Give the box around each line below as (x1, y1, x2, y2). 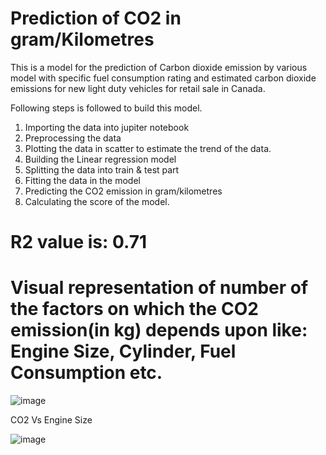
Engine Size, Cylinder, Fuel (10, 340, 237, 363)
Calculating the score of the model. (24, 195, 170, 207)
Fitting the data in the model (24, 174, 141, 186)
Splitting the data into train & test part (24, 163, 180, 176)
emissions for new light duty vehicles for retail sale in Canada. (10, 82, 266, 94)
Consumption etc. (10, 362, 163, 384)
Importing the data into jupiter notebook (24, 121, 190, 133)
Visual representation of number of (10, 277, 309, 299)
